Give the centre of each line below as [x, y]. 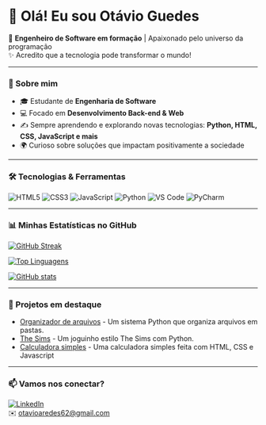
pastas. [32, 330]
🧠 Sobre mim [33, 83]
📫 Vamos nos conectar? [57, 384]
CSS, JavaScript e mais [59, 136]
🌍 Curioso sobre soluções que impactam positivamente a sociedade [132, 145]
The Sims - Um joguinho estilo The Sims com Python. [106, 339]
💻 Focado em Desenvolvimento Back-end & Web [102, 113]
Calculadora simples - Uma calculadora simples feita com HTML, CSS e [137, 347]
